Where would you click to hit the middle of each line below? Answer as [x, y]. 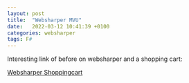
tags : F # [20, 39]
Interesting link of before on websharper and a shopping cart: [95, 59]
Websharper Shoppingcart [45, 73]
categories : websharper [42, 33]
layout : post [26, 13]
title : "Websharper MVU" [44, 20]
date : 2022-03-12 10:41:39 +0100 [58, 26]
